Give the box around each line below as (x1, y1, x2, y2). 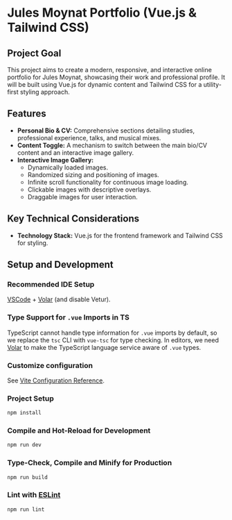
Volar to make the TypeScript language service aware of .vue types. (7, 343, 202, 351)
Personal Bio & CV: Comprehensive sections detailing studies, (17, 126, 195, 135)
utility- (203, 81, 222, 88)
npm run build (7, 473, 48, 480)
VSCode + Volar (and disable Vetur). (7, 295, 111, 303)
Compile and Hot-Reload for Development (7, 426, 151, 435)
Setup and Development (7, 259, 114, 271)
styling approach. (19, 88, 71, 96)
